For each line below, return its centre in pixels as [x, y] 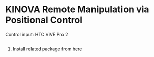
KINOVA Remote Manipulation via [77, 9]
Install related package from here [47, 49]
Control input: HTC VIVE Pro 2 [37, 34]
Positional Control [44, 20]
